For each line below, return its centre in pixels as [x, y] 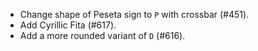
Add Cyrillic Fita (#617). [68, 25]
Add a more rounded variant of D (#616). [102, 35]
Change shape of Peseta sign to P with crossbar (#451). [134, 14]
